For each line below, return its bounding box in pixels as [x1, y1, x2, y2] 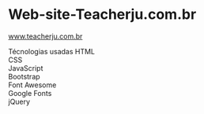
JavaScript [8, 63, 43, 72]
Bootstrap [8, 72, 41, 81]
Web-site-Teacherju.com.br [8, 6, 197, 24]
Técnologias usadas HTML [8, 46, 96, 56]
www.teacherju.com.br [8, 31, 83, 41]
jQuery [8, 97, 30, 106]
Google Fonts [8, 88, 52, 97]
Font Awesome [8, 80, 57, 90]
